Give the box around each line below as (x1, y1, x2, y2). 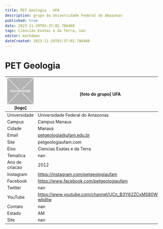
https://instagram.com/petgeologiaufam (38, 171, 117, 177)
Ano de (7, 159, 22, 165)
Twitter (7, 185, 21, 191)
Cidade (7, 125, 22, 131)
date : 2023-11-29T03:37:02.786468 (5, 23, 75, 28)
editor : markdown (5, 34, 40, 38)
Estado (7, 210, 21, 216)
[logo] (14, 105, 27, 111)
